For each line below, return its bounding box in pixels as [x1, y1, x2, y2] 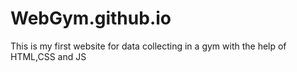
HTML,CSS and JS [10, 50, 87, 62]
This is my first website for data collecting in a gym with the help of [10, 40, 287, 52]
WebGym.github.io [10, 7, 172, 30]
